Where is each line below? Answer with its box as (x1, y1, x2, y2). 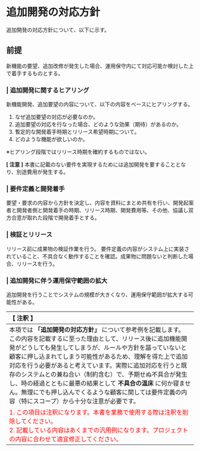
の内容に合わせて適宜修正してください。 (9, 435, 123, 443)
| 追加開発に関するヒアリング (6, 86, 89, 94)
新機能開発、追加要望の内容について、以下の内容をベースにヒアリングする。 (6, 101, 193, 108)
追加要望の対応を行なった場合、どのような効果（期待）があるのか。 (14, 121, 182, 128)
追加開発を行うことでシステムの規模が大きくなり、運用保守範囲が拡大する (6, 291, 189, 298)
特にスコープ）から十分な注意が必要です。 (21, 397, 140, 405)
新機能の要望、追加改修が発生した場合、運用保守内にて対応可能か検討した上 (6, 62, 194, 69)
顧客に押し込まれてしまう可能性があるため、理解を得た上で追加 (9, 352, 188, 361)
